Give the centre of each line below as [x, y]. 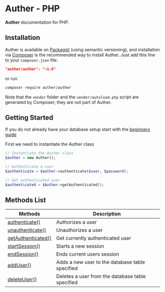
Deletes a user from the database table [101, 276]
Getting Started [29, 117]
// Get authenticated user [33, 180]
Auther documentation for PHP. [37, 22]
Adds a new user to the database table [101, 262]
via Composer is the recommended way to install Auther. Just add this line [80, 55]
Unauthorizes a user [80, 230]
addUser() [19, 265]
